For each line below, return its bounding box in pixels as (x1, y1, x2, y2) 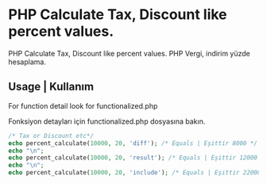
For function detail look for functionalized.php (8, 101, 158, 110)
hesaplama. (8, 57, 46, 67)
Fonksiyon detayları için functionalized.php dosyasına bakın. (8, 117, 206, 126)
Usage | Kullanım (8, 80, 94, 94)
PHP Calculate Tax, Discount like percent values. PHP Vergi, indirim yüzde (8, 48, 250, 58)
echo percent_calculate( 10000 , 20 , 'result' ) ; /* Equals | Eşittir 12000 (8, 154, 258, 162)
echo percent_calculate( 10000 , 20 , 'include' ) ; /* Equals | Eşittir (8, 169, 240, 177)
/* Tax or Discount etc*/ (8, 132, 94, 140)
